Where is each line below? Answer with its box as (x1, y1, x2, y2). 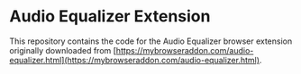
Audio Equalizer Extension (9, 6, 211, 27)
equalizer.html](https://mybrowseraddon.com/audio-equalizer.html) (9, 54, 260, 65)
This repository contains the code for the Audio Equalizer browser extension (9, 36, 293, 46)
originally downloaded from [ (9, 45, 117, 55)
